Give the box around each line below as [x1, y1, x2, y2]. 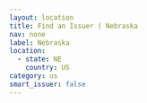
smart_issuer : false [9, 80, 87, 89]
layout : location [9, 13, 74, 22]
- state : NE [17, 55, 63, 64]
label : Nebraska [9, 38, 70, 47]
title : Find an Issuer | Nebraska [9, 21, 139, 30]
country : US [25, 64, 70, 73]
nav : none [9, 30, 47, 39]
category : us [9, 72, 58, 81]
